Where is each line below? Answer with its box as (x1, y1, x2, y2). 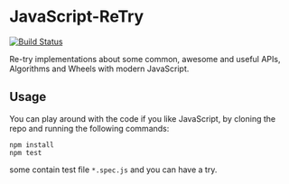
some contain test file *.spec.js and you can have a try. (9, 164, 218, 175)
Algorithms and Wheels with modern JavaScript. (9, 63, 190, 74)
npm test (9, 148, 42, 157)
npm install (9, 140, 54, 150)
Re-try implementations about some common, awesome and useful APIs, (9, 53, 281, 64)
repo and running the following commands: (9, 123, 170, 133)
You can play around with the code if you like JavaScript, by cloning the (9, 113, 276, 124)
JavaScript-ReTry (9, 6, 144, 27)
